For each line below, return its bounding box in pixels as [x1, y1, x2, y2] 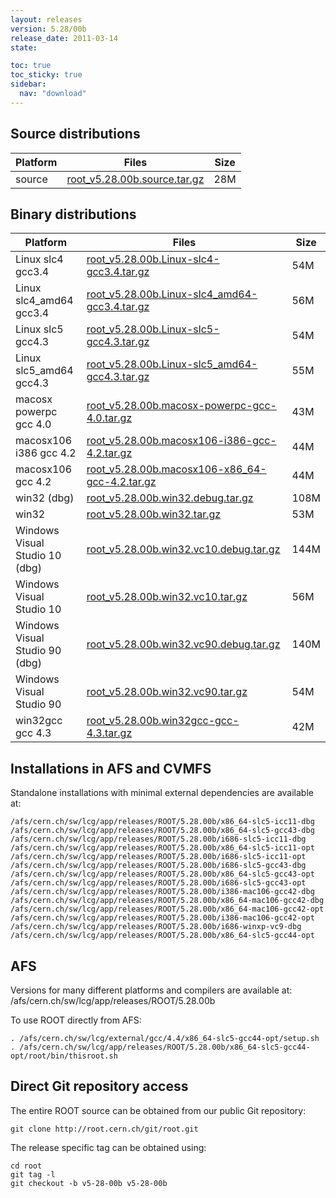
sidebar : [10, 79, 47, 90]
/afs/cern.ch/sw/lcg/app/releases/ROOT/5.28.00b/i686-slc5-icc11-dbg [10, 834, 307, 845]
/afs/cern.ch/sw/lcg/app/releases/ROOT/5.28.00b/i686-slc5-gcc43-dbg [10, 861, 307, 871]
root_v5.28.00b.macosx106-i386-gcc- [86, 434, 277, 448]
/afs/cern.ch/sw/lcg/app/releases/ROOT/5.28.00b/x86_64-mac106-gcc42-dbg [10, 896, 325, 906]
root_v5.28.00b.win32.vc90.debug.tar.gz [86, 637, 281, 651]
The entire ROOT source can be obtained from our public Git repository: [10, 1104, 307, 1116]
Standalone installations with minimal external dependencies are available [10, 787, 314, 799]
